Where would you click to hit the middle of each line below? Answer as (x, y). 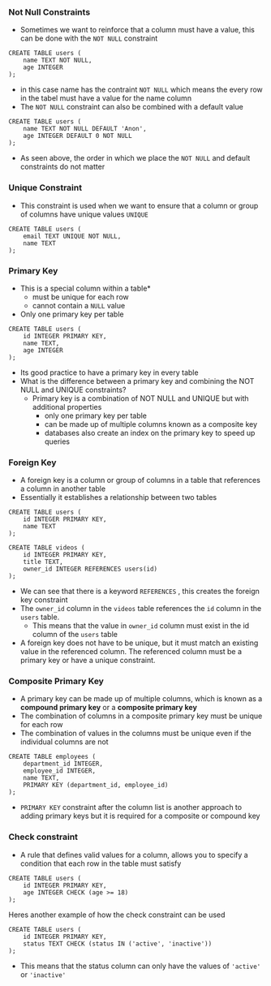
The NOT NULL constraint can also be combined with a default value (131, 107)
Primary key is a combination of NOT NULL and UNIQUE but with (140, 398)
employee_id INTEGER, (59, 771)
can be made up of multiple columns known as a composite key (151, 424)
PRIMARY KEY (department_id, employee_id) (96, 786)
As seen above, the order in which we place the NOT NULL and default (135, 158)
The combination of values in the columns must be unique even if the (135, 734)
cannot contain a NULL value (79, 305)
